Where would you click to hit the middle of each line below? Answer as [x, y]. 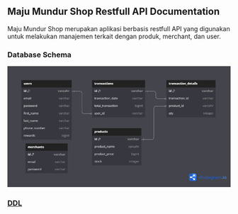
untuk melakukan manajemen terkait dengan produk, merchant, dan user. [114, 36]
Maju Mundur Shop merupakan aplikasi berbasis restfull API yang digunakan [119, 28]
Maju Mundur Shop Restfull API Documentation [114, 12]
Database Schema [40, 55]
